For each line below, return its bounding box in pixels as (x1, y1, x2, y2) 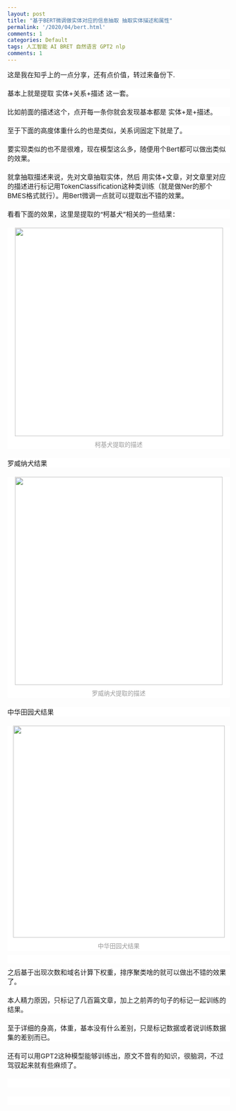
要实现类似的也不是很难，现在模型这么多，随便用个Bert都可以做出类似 (7, 144, 226, 154)
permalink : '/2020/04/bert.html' (7, 23, 106, 30)
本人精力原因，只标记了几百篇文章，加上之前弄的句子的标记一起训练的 (7, 996, 227, 1005)
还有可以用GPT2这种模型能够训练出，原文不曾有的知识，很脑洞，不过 (7, 1051, 224, 1061)
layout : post (7, 10, 46, 18)
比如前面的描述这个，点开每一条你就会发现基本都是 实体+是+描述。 (7, 107, 218, 117)
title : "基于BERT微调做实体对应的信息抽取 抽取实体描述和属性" (7, 17, 173, 24)
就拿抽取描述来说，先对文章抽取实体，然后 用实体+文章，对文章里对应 (7, 172, 226, 181)
